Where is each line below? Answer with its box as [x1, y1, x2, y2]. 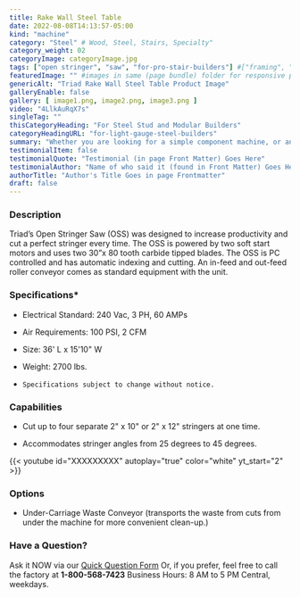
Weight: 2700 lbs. [21, 361, 87, 371]
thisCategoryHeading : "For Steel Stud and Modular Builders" [9, 121, 242, 130]
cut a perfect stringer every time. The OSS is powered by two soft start [9, 238, 271, 249]
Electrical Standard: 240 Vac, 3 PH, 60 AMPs [21, 309, 188, 320]
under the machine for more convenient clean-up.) [21, 517, 209, 527]
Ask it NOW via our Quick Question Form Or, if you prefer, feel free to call [9, 560, 279, 570]
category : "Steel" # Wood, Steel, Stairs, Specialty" [9, 37, 214, 47]
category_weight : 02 [9, 46, 87, 55]
